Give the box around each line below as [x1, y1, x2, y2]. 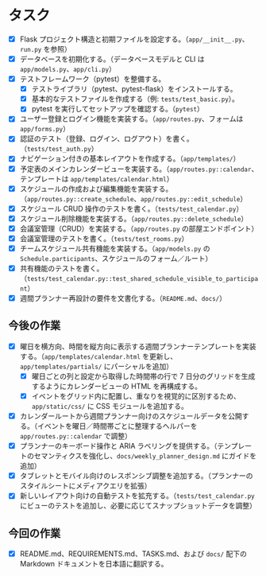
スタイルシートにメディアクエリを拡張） [19, 481, 152, 491]
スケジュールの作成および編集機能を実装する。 [19, 184, 173, 193]
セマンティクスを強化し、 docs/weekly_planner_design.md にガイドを [33, 451, 257, 461]
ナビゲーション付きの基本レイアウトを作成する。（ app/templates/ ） [19, 154, 241, 163]
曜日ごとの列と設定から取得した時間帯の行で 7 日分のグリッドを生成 [31, 371, 256, 381]
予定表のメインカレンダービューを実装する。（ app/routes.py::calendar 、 [19, 164, 259, 173]
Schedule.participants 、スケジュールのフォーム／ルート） [19, 253, 213, 263]
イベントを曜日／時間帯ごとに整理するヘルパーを [37, 422, 198, 431]
